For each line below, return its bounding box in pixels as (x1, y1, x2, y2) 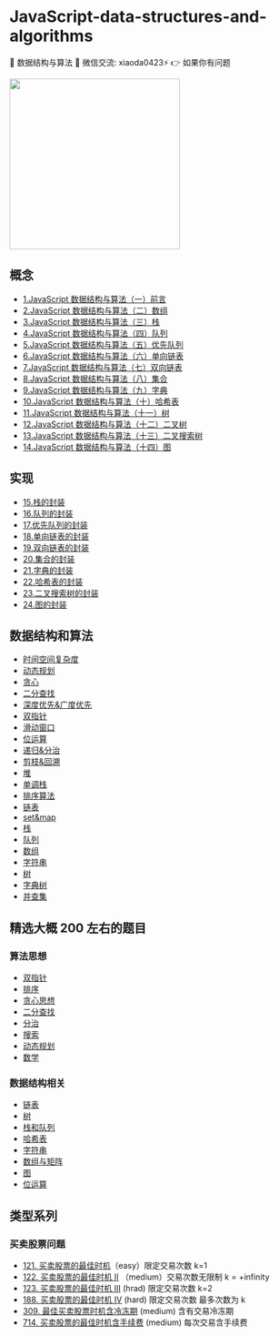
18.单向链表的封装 (22, 531, 89, 541)
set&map (22, 812, 56, 823)
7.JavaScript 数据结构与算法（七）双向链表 (22, 361, 184, 372)
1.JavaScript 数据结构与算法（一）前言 (22, 293, 166, 304)
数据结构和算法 (9, 628, 94, 643)
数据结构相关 (9, 1077, 66, 1089)
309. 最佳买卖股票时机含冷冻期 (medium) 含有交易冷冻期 (22, 1306, 234, 1317)
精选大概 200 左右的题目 (9, 920, 147, 936)
